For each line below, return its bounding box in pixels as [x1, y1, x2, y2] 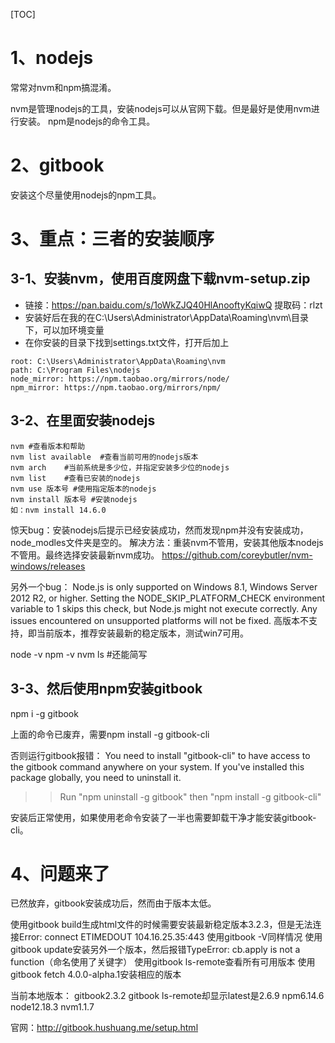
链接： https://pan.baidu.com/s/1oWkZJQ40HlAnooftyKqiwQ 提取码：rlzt [24, 299, 323, 311]
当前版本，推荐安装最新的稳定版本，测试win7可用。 [36, 627, 250, 639]
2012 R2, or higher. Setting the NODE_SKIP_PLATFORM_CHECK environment [10, 592, 326, 604]
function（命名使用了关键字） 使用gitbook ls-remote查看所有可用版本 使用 [10, 956, 316, 968]
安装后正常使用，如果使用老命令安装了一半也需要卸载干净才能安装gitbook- [10, 811, 317, 823]
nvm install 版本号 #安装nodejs [10, 494, 138, 504]
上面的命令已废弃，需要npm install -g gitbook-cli [10, 728, 210, 740]
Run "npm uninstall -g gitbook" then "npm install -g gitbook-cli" [59, 790, 322, 803]
